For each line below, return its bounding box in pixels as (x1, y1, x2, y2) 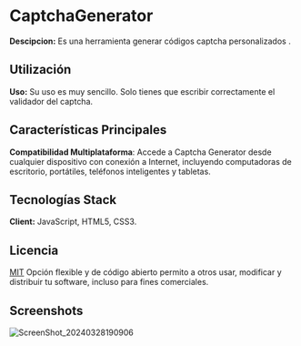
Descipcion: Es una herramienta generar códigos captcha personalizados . (9, 36, 291, 46)
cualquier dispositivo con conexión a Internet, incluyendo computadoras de (9, 156, 293, 167)
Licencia (9, 242, 59, 258)
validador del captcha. (9, 96, 94, 107)
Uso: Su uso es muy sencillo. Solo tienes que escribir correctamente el (9, 86, 276, 97)
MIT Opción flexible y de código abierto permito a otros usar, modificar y (9, 267, 282, 278)
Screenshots (9, 302, 84, 319)
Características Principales (9, 122, 167, 137)
